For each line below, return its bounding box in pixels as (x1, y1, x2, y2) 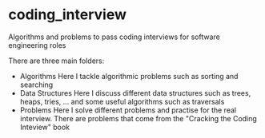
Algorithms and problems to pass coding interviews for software (8, 32, 220, 41)
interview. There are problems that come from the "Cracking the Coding (19, 113, 258, 123)
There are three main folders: (8, 56, 105, 65)
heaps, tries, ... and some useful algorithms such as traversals (19, 97, 225, 106)
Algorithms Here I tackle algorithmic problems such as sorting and (19, 71, 239, 81)
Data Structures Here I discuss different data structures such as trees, (19, 88, 251, 97)
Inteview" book (19, 122, 70, 132)
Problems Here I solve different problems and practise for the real (19, 105, 237, 115)
